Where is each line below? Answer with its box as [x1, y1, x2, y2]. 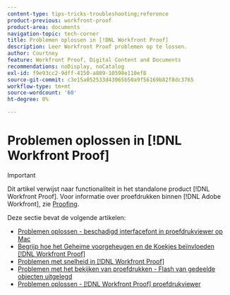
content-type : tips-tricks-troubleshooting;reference [7, 10, 169, 18]
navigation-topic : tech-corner [7, 30, 99, 37]
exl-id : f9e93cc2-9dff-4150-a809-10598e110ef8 [7, 69, 147, 76]
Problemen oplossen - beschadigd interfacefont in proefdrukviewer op [17, 227, 224, 236]
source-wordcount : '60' [7, 89, 78, 96]
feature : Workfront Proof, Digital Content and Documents [7, 57, 181, 64]
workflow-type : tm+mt [7, 83, 71, 90]
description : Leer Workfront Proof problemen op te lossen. [7, 43, 188, 50]
